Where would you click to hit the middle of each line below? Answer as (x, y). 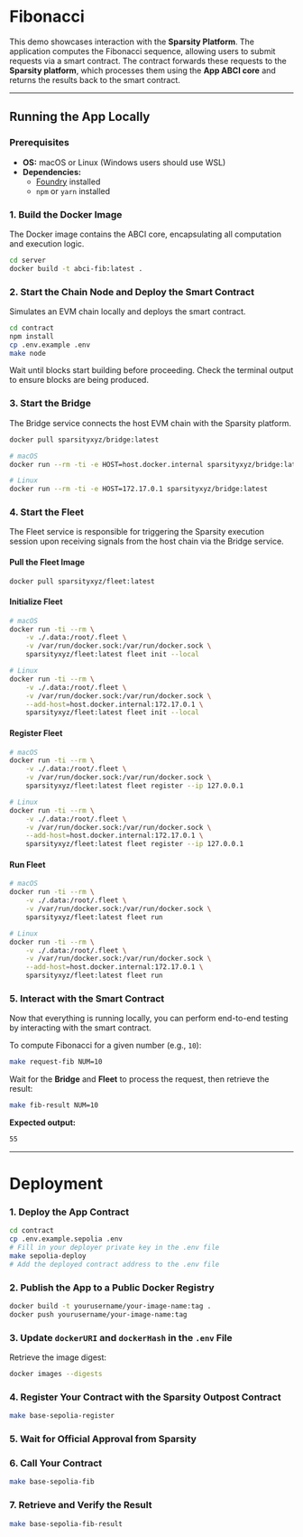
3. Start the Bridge (50, 404)
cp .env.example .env (50, 345)
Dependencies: (51, 172)
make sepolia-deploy (48, 1256)
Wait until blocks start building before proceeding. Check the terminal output (151, 370)
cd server (28, 260)
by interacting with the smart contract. (80, 1028)
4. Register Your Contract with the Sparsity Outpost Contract (145, 1397)
